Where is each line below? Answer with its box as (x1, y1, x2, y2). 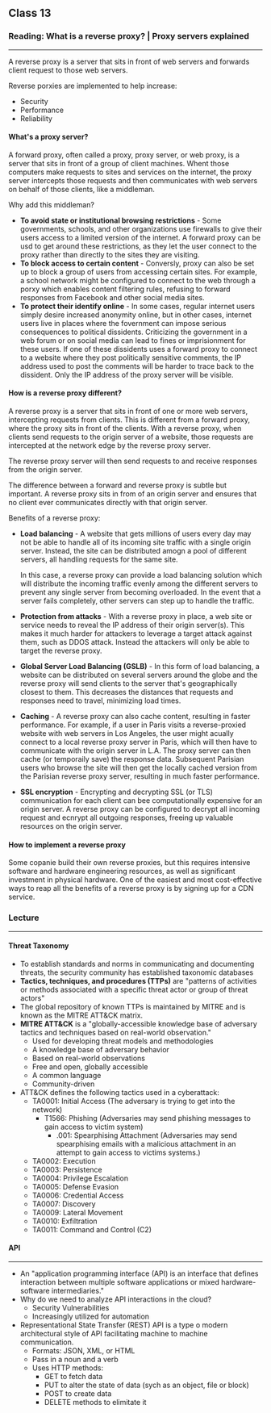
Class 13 (8, 6, 52, 20)
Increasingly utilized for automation (31, 1311, 150, 1321)
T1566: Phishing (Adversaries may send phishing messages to (44, 1113, 252, 1122)
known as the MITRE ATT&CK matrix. (19, 1010, 144, 1020)
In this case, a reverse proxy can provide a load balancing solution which (19, 571, 262, 580)
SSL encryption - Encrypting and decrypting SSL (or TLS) (19, 787, 214, 797)
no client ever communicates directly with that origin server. (8, 498, 208, 508)
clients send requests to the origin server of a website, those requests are (8, 432, 254, 442)
